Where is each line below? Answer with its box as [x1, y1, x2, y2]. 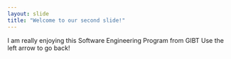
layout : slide [7, 10, 50, 18]
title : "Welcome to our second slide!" [7, 17, 126, 24]
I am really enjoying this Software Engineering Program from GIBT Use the [7, 36, 224, 44]
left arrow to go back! [7, 44, 70, 52]
